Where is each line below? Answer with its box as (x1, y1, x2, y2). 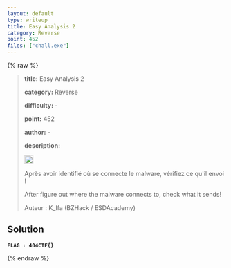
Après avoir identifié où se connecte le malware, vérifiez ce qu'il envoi (24, 170, 225, 178)
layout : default (7, 10, 54, 17)
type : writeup (7, 17, 48, 23)
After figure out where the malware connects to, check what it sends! (24, 191, 222, 198)
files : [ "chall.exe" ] (7, 42, 70, 49)
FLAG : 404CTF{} (7, 242, 54, 249)
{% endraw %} (7, 253, 50, 262)
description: (24, 142, 61, 149)
